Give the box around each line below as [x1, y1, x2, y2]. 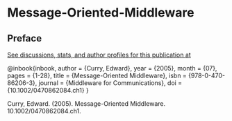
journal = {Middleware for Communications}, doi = [38, 79, 183, 87]
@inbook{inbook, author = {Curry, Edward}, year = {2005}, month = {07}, [7, 64, 217, 72]
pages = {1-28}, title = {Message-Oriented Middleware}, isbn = [7, 71, 188, 80]
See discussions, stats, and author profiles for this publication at [7, 50, 191, 59]
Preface [7, 32, 42, 44]
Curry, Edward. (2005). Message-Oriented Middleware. [7, 100, 166, 108]
